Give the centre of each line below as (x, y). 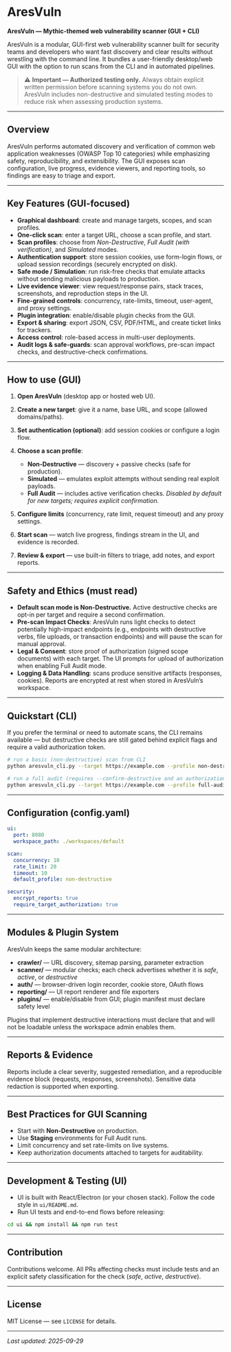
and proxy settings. (44, 308)
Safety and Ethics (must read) (73, 591)
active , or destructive (47, 977)
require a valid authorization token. (56, 747)
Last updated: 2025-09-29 (45, 1341)
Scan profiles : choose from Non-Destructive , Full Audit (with (103, 242)
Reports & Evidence (50, 1055)
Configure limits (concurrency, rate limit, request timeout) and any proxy (120, 514)
